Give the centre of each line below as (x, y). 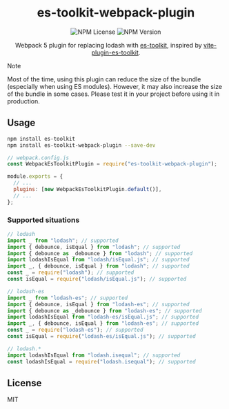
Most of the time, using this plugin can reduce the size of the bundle (104, 79)
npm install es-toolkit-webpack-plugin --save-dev (81, 145)
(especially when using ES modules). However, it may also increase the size (115, 86)
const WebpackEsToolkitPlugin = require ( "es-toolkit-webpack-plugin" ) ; (112, 164)
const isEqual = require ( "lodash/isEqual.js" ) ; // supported (97, 279)
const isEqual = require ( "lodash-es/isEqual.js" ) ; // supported (101, 337)
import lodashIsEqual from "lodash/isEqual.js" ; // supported (98, 260)
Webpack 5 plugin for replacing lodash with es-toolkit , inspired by (108, 45)
